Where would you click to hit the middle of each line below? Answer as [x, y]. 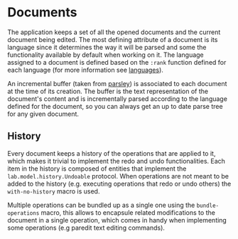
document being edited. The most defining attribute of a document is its [113, 39]
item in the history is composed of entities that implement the [97, 169]
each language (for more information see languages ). [85, 70]
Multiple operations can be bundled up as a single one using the [101, 205]
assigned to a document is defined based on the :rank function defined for [117, 62]
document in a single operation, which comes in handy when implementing [117, 220]
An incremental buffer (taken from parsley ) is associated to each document [117, 83]
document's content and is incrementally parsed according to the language [117, 99]
